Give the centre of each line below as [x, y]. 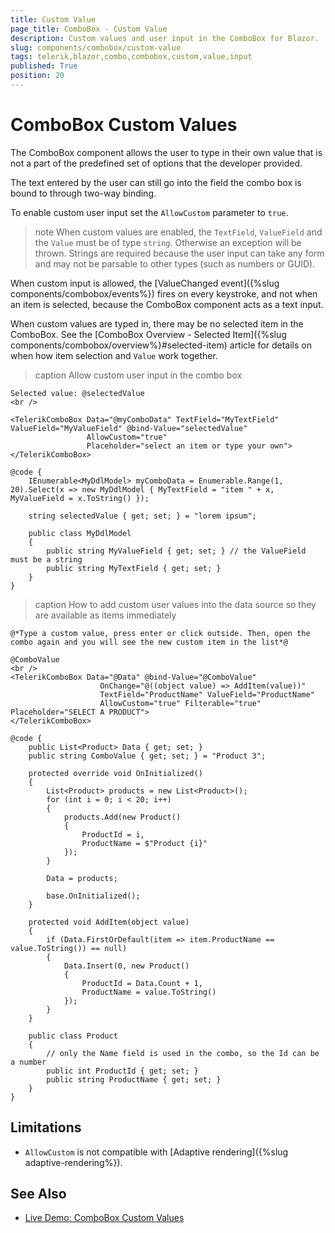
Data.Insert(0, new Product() [126, 966]
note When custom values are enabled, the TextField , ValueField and [178, 232]
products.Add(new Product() [122, 817]
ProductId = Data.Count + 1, [142, 983]
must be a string [46, 559]
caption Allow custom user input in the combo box [138, 375]
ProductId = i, [113, 834]
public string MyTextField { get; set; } [134, 568]
